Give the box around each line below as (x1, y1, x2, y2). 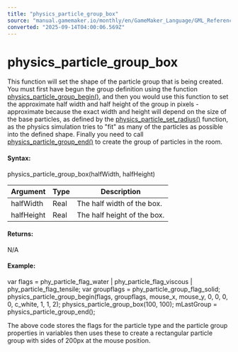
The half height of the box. (76, 210, 165, 220)
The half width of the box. (76, 198, 163, 208)
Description (100, 186, 142, 196)
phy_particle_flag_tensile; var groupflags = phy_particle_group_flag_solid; (7, 285, 221, 293)
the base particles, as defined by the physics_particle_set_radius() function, (7, 115, 229, 124)
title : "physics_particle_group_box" (7, 10, 119, 18)
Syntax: (7, 154, 31, 162)
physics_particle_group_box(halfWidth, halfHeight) (7, 169, 156, 178)
